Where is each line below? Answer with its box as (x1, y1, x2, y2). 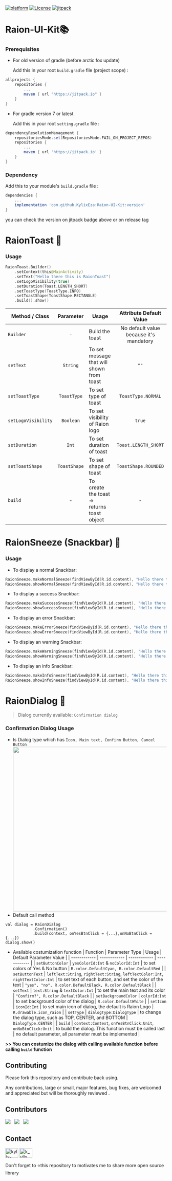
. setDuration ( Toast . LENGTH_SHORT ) (14, 283, 88, 289)
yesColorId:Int (72, 960, 105, 966)
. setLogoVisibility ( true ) (14, 279, 70, 284)
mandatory (127, 337, 154, 344)
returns (89, 503, 106, 511)
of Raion (89, 421, 109, 428)
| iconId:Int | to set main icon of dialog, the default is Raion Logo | (12, 1003, 154, 1010)
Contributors (5, 1105, 48, 1114)
